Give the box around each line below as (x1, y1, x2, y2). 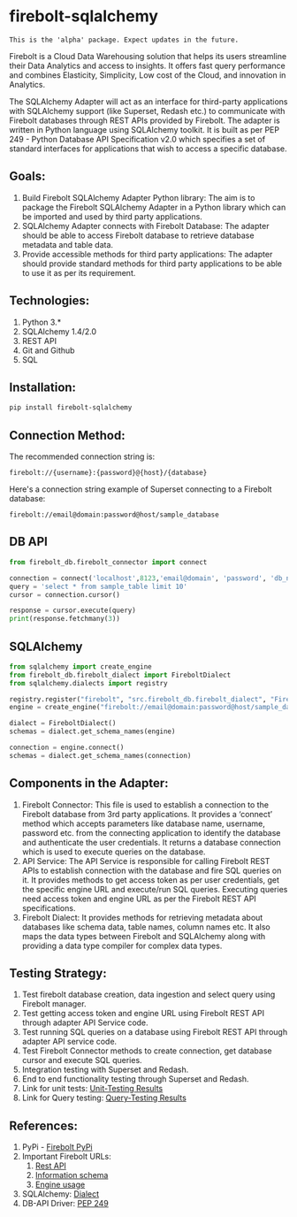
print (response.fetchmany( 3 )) (9, 615, 121, 624)
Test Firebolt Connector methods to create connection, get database (21, 1045, 272, 1056)
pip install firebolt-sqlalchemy (9, 403, 133, 412)
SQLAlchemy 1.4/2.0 (21, 325, 97, 337)
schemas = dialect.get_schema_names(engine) (9, 727, 176, 736)
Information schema (34, 1170, 109, 1181)
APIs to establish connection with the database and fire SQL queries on (21, 865, 282, 876)
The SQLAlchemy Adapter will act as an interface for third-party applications (9, 96, 288, 107)
